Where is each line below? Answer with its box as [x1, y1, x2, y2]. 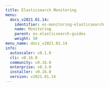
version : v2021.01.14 [10, 74, 56, 79]
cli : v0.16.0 [10, 55, 38, 60]
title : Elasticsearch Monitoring [5, 7, 77, 13]
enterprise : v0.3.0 [10, 64, 52, 70]
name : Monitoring [14, 27, 52, 32]
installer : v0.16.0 [10, 70, 52, 75]
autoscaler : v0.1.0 [10, 50, 52, 55]
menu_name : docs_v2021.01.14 [5, 41, 68, 46]
